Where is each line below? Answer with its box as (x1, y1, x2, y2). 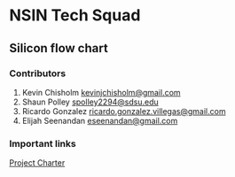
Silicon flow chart (9, 41, 108, 56)
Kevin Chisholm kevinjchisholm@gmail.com (21, 87, 181, 97)
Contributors (9, 67, 67, 80)
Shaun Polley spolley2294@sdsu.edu (21, 96, 160, 107)
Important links (9, 137, 77, 150)
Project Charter (9, 158, 66, 168)
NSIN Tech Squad (9, 5, 141, 26)
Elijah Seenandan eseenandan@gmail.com (21, 115, 178, 126)
